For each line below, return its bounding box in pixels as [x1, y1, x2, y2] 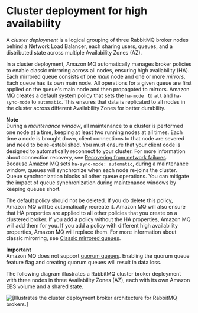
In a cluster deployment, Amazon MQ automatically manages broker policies [6, 60, 192, 68]
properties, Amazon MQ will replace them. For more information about [6, 228, 177, 235]
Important [6, 246, 31, 253]
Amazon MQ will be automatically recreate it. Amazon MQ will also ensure [6, 203, 186, 210]
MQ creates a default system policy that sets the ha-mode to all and [6, 92, 173, 99]
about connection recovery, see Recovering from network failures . [6, 154, 168, 161]
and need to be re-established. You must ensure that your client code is [6, 141, 181, 148]
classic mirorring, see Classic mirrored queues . [6, 234, 121, 241]
